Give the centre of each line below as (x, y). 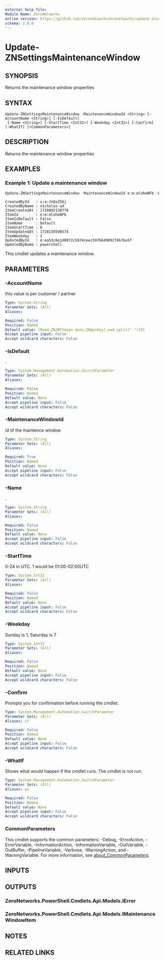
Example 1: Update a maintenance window (56, 183)
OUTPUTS (21, 887)
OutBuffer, (15, 850)
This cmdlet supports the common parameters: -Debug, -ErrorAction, (75, 839)
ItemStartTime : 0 (24, 228)
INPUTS (17, 870)
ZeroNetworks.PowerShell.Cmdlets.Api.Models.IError (70, 901)
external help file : (26, 10)
